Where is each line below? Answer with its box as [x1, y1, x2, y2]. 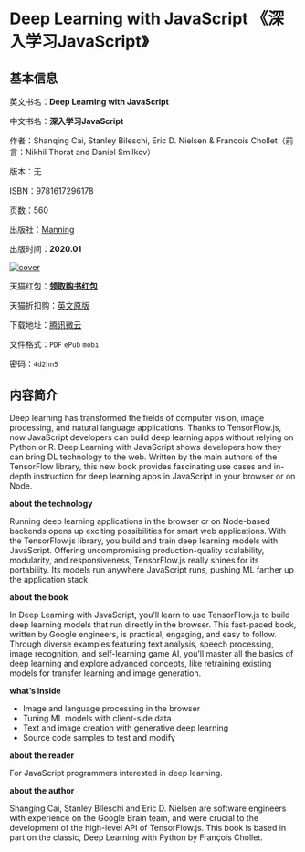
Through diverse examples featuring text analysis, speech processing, [9, 638, 274, 649]
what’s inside [9, 685, 61, 696]
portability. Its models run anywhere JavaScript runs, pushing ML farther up [9, 563, 295, 575]
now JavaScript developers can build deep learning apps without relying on [9, 431, 294, 443]
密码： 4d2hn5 [9, 358, 58, 369]
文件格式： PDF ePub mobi [9, 339, 100, 350]
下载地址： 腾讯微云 [9, 320, 82, 330]
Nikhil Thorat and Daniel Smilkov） [25, 147, 156, 157]
